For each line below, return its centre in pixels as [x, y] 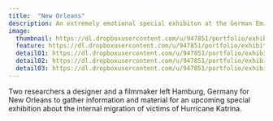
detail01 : [32, 53]
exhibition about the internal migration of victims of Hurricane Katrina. [125, 108]
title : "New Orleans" [47, 16]
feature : [30, 46]
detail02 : [32, 61]
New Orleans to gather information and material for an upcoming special [129, 100]
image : [19, 31]
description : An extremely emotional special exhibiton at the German [130, 23]
